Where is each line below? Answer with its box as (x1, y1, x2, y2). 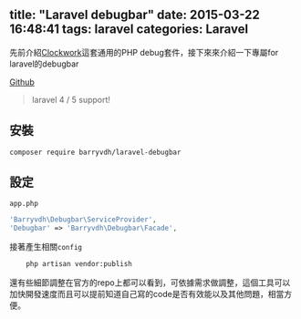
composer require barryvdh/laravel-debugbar (9, 148, 182, 157)
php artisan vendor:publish (26, 260, 132, 269)
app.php (9, 200, 39, 209)
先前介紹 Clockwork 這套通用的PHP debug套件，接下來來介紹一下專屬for (9, 46, 279, 57)
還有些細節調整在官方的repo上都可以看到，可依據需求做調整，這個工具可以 (9, 277, 291, 288)
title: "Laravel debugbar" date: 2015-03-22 (9, 7, 260, 23)
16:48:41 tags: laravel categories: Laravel (9, 22, 249, 37)
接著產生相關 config (9, 242, 82, 252)
